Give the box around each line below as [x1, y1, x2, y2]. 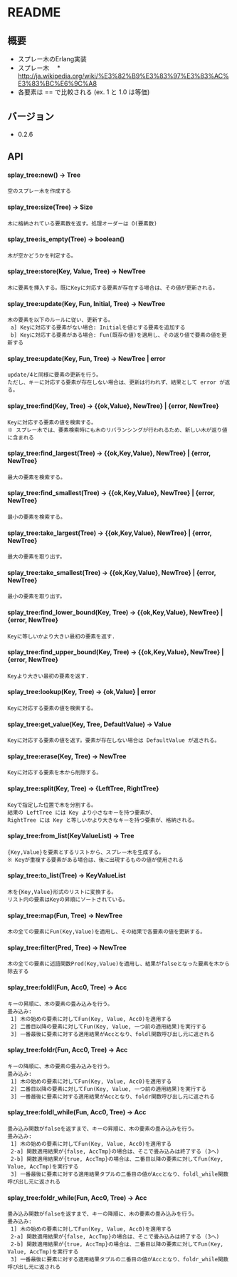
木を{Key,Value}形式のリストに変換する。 [7, 889, 117, 896]
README [7, 4, 61, 21]
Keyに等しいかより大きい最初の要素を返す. [7, 633, 115, 640]
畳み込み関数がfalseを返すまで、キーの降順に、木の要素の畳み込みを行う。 [7, 1211, 198, 1218]
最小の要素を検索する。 [7, 514, 66, 521]
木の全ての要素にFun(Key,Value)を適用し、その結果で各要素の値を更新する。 [7, 928, 206, 935]
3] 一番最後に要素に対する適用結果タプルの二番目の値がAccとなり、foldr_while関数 [10, 1256, 229, 1263]
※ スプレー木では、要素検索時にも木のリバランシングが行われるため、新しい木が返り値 [7, 426, 228, 434]
